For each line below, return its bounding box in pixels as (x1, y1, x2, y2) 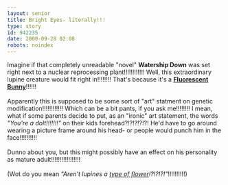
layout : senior (7, 10, 51, 17)
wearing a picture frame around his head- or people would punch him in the (7, 126, 222, 134)
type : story (7, 23, 41, 29)
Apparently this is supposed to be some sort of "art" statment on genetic (7, 97, 213, 105)
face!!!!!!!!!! (7, 134, 38, 141)
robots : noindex (7, 42, 54, 49)
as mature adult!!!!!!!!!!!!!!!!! (7, 156, 81, 163)
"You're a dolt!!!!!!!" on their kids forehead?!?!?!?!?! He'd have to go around (7, 119, 218, 127)
